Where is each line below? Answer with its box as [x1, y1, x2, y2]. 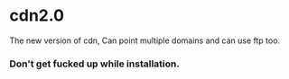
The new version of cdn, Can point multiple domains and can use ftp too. [9, 35, 281, 46]
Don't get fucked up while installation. [9, 57, 181, 70]
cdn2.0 [9, 5, 65, 26]
